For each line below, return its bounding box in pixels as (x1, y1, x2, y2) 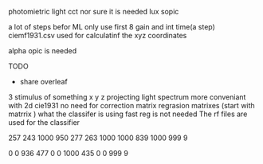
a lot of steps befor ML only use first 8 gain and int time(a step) (8, 22, 215, 31)
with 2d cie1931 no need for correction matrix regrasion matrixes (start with (8, 101, 255, 110)
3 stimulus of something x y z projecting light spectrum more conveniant (8, 92, 246, 102)
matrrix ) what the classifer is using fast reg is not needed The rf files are (8, 109, 248, 119)
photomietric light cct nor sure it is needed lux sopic (8, 7, 179, 16)
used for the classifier (8, 118, 80, 127)
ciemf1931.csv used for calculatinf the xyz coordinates (8, 31, 187, 40)
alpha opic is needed (8, 46, 77, 55)
